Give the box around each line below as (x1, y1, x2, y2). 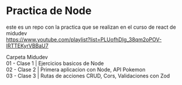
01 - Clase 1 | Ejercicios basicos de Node (6, 60, 104, 67)
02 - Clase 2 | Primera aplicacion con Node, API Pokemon (6, 66, 146, 73)
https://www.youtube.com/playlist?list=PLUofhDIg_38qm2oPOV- (6, 36, 162, 43)
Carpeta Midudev (6, 53, 48, 60)
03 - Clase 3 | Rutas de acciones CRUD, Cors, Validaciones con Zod (6, 72, 170, 79)
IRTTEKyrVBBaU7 (6, 42, 49, 49)
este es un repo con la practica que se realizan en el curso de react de (6, 23, 177, 30)
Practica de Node (6, 4, 92, 18)
